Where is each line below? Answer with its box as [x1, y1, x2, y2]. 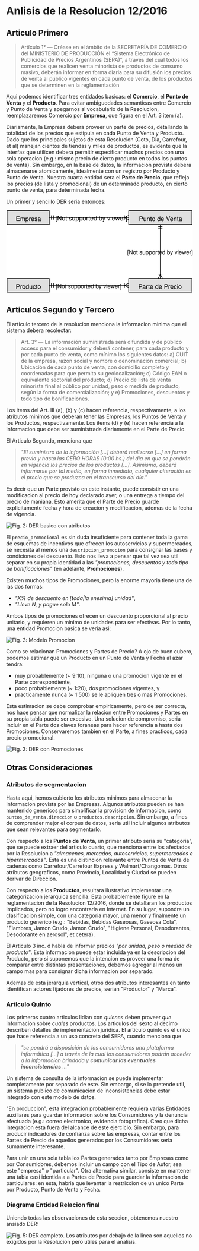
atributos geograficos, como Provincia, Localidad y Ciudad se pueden [6, 868, 176, 876]
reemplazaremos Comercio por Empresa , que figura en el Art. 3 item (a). [6, 112, 184, 119]
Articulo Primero [6, 28, 69, 38]
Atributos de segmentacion [6, 781, 87, 789]
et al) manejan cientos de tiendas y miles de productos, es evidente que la [6, 143, 188, 149]
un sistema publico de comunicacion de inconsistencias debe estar [6, 1087, 171, 1094]
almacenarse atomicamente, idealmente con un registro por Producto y [6, 168, 180, 175]
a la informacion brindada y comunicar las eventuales [20, 1056, 156, 1064]
